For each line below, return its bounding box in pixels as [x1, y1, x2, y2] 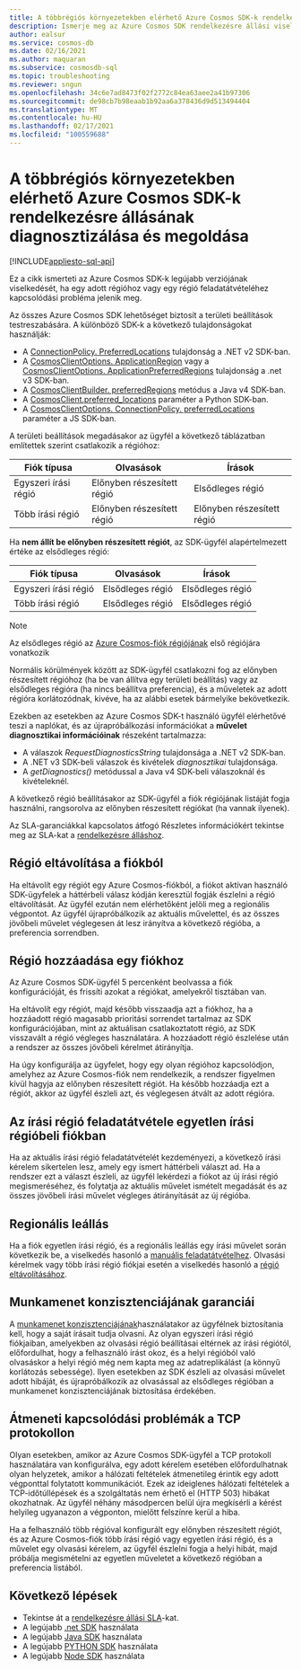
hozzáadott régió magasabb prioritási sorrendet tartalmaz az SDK [9, 1013, 252, 1024]
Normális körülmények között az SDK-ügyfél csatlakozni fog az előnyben [9, 664, 278, 675]
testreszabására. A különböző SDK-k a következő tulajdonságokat [9, 319, 253, 330]
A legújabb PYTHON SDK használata [21, 1640, 159, 1651]
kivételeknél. [21, 775, 70, 786]
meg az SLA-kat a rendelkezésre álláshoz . [9, 829, 165, 840]
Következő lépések [9, 1588, 118, 1604]
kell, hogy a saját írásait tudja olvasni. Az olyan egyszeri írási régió [9, 1328, 254, 1339]
